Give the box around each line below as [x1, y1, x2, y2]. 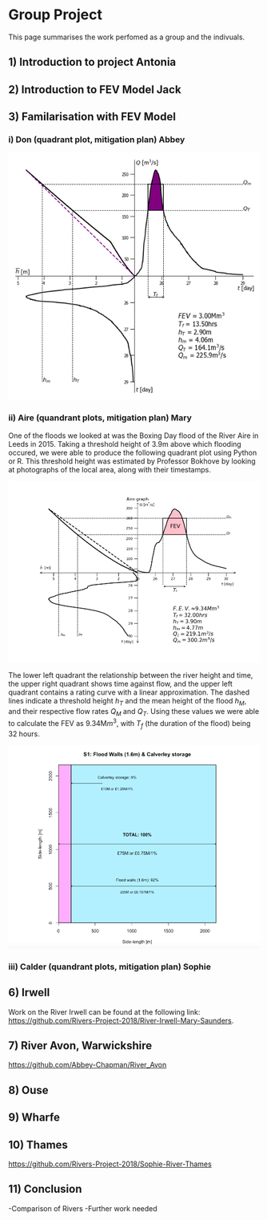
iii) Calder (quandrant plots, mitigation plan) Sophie [8, 961, 212, 972]
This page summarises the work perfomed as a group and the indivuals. [8, 32, 245, 42]
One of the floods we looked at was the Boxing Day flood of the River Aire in [8, 431, 259, 440]
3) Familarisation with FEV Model [8, 110, 176, 124]
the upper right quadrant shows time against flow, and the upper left [8, 679, 233, 689]
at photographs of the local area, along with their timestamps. [8, 464, 212, 474]
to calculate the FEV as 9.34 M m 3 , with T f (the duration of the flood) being [8, 717, 251, 730]
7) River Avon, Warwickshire [8, 1039, 153, 1052]
